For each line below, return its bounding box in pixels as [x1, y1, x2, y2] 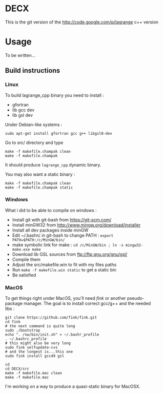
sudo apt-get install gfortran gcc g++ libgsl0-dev [5, 131, 112, 136]
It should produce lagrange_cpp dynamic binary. [5, 162, 102, 167]
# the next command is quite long [5, 324, 76, 329]
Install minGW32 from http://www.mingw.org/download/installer [12, 222, 141, 228]
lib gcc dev [12, 107, 35, 113]
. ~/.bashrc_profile [5, 336, 47, 342]
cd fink [5, 319, 21, 325]
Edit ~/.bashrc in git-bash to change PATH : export [12, 232, 114, 238]
